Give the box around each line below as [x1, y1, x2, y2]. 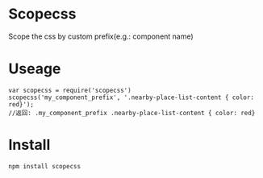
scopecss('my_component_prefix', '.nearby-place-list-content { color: [8, 93, 254, 101]
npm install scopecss [8, 162, 81, 170]
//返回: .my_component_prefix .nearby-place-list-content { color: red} [8, 109, 256, 117]
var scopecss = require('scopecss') [8, 86, 131, 94]
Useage [8, 60, 61, 78]
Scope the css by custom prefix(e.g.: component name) [8, 31, 194, 41]
